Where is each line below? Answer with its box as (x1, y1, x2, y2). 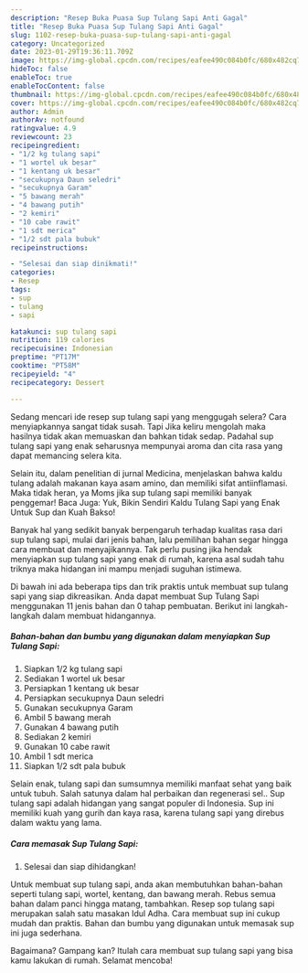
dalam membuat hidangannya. (41, 610, 156, 621)
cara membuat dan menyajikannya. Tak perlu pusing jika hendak (10, 543, 252, 554)
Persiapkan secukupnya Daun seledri (23, 692, 165, 704)
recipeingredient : (10, 141, 80, 150)
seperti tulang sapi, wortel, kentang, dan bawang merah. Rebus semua (10, 889, 277, 900)
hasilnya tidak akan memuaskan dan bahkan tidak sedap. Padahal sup (10, 431, 274, 442)
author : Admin (10, 107, 65, 116)
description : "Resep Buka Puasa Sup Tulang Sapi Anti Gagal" (10, 13, 249, 23)
